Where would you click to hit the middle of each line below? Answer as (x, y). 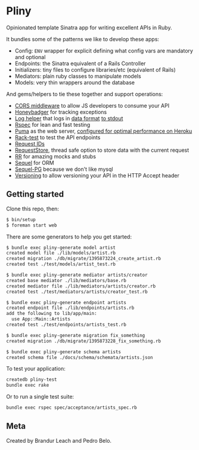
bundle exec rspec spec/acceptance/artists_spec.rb (71, 408)
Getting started (35, 195)
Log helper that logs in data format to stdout (69, 118)
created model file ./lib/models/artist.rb (61, 253)
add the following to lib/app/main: (52, 314)
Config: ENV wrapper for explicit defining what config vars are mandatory (104, 50)
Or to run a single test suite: (40, 397)
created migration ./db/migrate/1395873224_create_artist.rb (84, 259)
